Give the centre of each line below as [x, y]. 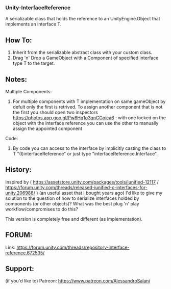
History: [19, 170]
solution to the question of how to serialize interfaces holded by [72, 198]
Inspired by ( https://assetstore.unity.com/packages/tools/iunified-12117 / [82, 182]
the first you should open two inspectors [55, 112]
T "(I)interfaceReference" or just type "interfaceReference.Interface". [85, 153]
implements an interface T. [33, 24]
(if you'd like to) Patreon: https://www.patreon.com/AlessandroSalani [78, 281]
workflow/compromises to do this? [42, 209]
